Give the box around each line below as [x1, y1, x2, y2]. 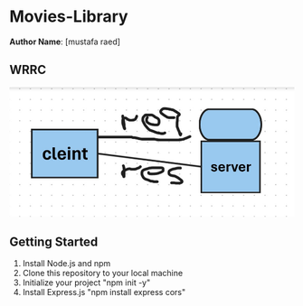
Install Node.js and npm [22, 258, 111, 269]
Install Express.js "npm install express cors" [22, 287, 186, 298]
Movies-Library [9, 6, 128, 27]
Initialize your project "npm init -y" [22, 277, 151, 288]
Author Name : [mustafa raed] [9, 36, 120, 47]
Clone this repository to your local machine [22, 268, 184, 279]
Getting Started [9, 235, 99, 250]
